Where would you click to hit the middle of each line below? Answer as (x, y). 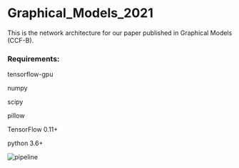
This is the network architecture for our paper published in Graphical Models (120, 33)
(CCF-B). (21, 40)
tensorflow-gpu (30, 74)
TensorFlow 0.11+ (33, 130)
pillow (16, 116)
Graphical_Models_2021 (80, 13)
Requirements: (34, 58)
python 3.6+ (25, 143)
